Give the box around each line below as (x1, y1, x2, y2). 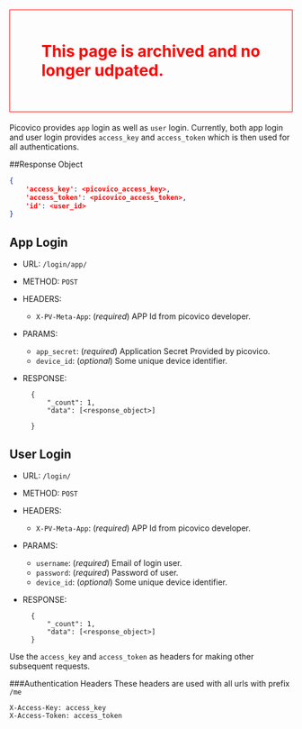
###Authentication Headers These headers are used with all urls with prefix (9, 678, 290, 688)
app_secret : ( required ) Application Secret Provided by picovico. (35, 346, 271, 357)
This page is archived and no (41, 41, 261, 62)
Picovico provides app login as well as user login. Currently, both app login (9, 122, 284, 132)
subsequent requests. (9, 661, 91, 671)
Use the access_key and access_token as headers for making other (9, 651, 254, 661)
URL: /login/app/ (22, 259, 87, 269)
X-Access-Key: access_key (9, 703, 106, 712)
